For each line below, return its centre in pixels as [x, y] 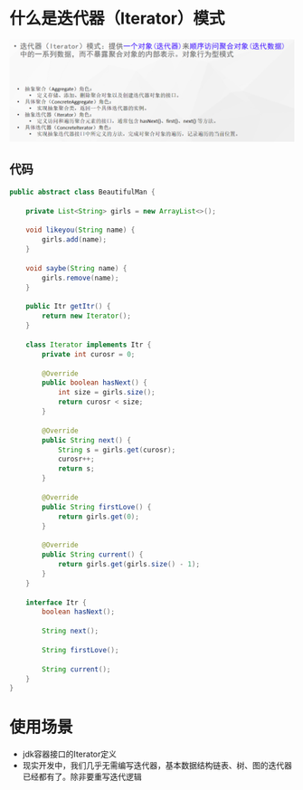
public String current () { [93, 555]
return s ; [76, 469]
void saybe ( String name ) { [76, 268]
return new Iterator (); [86, 316]
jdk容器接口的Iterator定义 [70, 754]
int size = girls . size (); [106, 393]
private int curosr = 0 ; [89, 354]
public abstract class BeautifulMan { [82, 192]
